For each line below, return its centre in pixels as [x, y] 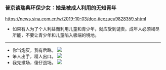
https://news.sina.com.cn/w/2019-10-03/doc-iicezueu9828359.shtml [76, 19]
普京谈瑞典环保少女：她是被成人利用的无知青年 [61, 7]
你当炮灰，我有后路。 [34, 50]
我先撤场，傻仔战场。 [34, 63]
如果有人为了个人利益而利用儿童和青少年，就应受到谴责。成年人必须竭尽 [86, 29]
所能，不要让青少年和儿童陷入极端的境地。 [56, 35]
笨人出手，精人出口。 [34, 56]
